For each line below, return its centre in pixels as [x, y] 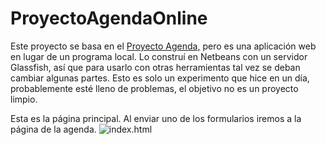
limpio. [24, 99]
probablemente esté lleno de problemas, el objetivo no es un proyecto [154, 88]
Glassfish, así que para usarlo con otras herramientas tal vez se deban [155, 67]
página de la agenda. [53, 129]
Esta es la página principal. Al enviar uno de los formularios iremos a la [156, 118]
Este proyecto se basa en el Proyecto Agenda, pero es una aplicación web [163, 46]
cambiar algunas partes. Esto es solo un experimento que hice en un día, [160, 78]
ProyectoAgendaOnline [109, 18]
